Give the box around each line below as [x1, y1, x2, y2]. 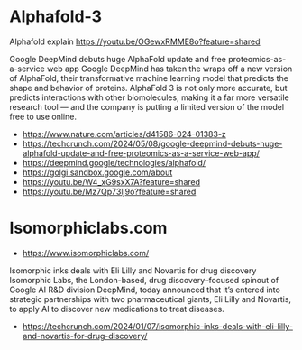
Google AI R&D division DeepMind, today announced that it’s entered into [9, 284, 281, 295]
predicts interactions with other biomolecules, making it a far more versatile [9, 92, 290, 103]
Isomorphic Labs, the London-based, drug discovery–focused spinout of [9, 274, 279, 285]
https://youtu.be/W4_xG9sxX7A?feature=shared [22, 176, 201, 187]
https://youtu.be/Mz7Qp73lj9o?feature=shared [22, 186, 197, 197]
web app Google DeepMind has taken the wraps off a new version [46, 63, 293, 74]
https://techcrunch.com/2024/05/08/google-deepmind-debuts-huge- [22, 138, 283, 149]
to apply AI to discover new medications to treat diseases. [9, 303, 225, 314]
